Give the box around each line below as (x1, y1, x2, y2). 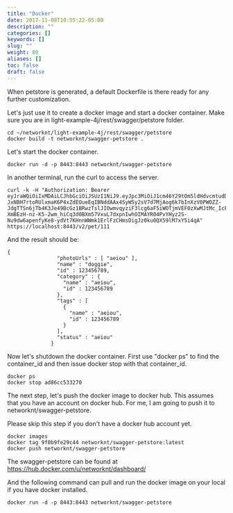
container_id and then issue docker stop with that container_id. (7, 359, 187, 368)
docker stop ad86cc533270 (7, 379, 82, 386)
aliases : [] (7, 56, 42, 63)
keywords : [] (7, 36, 45, 43)
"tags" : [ (56, 297, 89, 304)
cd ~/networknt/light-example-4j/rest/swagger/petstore (7, 129, 172, 136)
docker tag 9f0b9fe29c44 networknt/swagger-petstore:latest (7, 439, 185, 446)
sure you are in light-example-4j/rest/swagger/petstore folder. (7, 115, 185, 124)
